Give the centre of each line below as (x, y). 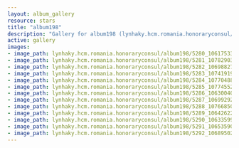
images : (19, 47)
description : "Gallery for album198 (62, 34)
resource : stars (31, 21)
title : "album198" (34, 27)
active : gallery (31, 41)
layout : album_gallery (41, 14)
